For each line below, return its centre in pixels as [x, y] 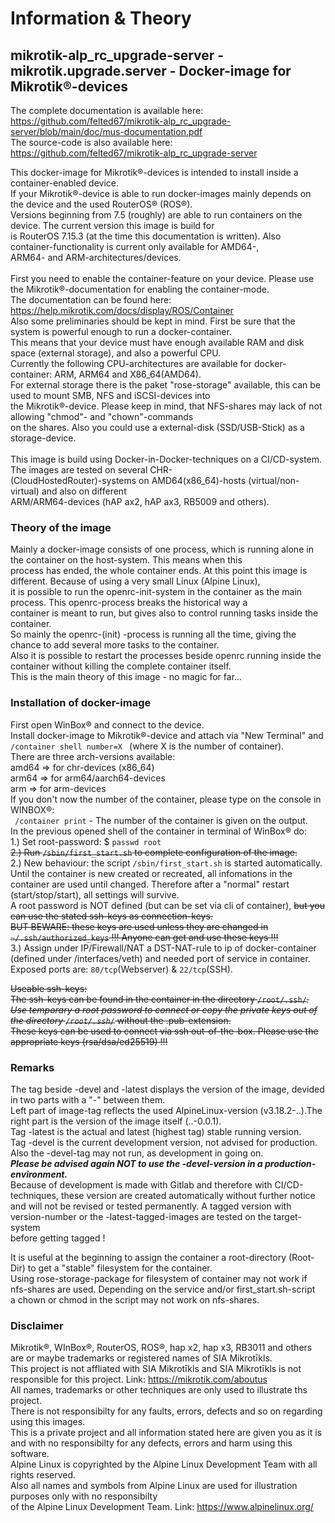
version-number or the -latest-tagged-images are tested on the [141, 1216]
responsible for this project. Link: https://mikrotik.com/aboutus [139, 1379]
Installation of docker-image [81, 703]
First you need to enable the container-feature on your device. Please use [162, 278]
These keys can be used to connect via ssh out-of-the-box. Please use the [164, 1031]
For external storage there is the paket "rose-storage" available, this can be [166, 385]
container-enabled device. [64, 183]
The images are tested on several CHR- [91, 470]
